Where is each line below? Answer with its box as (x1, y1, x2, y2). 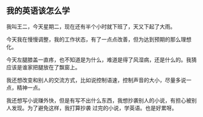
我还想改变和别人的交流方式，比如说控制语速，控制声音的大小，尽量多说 (6, 76, 186, 83)
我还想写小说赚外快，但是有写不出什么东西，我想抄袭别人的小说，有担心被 (6, 96, 192, 104)
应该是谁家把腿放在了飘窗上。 (6, 63, 80, 71)
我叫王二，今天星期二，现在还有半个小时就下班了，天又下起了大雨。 (6, 23, 176, 30)
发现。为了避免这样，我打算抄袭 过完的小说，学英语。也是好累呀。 (11, 104, 177, 112)
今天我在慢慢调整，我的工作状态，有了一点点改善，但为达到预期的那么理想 (6, 36, 192, 43)
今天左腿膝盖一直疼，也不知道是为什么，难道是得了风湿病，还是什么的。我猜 (6, 56, 197, 63)
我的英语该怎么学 (6, 5, 70, 16)
